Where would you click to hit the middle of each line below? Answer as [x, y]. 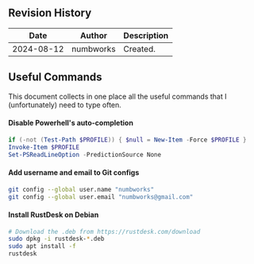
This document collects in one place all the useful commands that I [117, 96]
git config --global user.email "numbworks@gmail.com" [101, 197]
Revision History [50, 13]
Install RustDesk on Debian [54, 215]
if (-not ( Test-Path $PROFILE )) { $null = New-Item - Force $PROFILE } [127, 140]
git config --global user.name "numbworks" [81, 189]
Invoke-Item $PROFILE [44, 147]
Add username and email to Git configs [74, 173]
